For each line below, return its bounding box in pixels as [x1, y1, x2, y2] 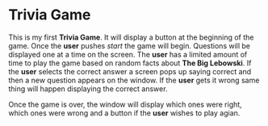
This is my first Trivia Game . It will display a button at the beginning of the [8, 32, 254, 42]
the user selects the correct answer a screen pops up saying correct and [8, 66, 252, 76]
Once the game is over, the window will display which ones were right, [8, 99, 242, 109]
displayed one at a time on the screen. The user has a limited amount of [8, 49, 248, 59]
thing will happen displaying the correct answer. [8, 83, 168, 94]
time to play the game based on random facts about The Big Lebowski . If [8, 58, 252, 68]
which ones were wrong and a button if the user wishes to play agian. [8, 107, 241, 118]
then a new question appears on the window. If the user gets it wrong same [8, 75, 260, 85]
